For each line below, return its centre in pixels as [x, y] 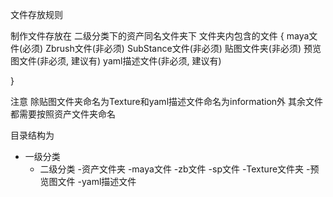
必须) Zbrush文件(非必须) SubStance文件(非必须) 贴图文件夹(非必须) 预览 [172, 48]
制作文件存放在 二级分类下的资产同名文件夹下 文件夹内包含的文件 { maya [160, 36]
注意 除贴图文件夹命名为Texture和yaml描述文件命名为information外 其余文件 [167, 101]
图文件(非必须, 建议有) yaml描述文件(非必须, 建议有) [116, 61]
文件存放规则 [36, 14]
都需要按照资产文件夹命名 [63, 114]
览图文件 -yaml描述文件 [88, 181]
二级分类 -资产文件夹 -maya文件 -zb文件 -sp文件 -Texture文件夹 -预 [179, 169]
